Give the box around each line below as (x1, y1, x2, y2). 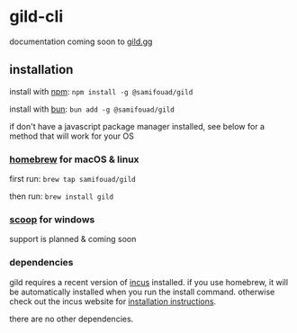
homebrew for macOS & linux (9, 153, 139, 166)
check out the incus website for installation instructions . (9, 295, 217, 307)
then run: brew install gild (9, 191, 114, 202)
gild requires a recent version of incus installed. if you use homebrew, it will (9, 276, 289, 287)
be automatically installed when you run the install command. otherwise (9, 286, 275, 297)
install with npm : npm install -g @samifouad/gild (9, 85, 193, 96)
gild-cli (9, 6, 64, 27)
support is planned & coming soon (9, 234, 137, 245)
